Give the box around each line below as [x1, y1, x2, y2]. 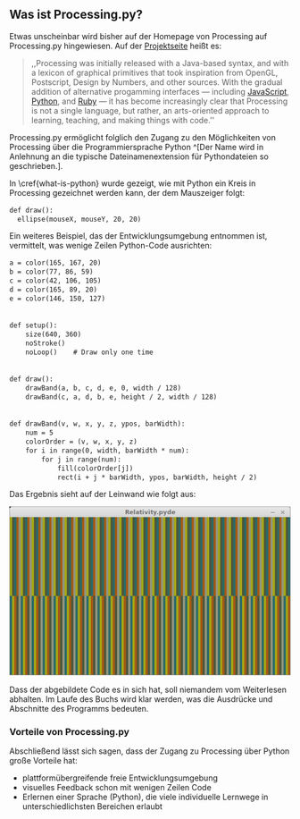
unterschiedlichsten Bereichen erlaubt [21, 801, 163, 812]
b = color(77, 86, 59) [9, 267, 94, 276]
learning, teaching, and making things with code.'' [30, 114, 215, 125]
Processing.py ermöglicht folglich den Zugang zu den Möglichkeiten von [9, 131, 277, 142]
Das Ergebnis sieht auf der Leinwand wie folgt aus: [9, 488, 196, 499]
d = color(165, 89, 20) [9, 285, 98, 294]
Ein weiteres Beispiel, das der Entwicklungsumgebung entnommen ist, [9, 230, 268, 241]
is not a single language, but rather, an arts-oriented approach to [30, 105, 270, 115]
